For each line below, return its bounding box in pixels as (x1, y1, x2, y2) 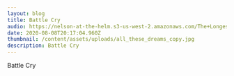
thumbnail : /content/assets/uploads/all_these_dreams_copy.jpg (7, 36, 195, 43)
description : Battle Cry (7, 42, 79, 49)
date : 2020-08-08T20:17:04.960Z (7, 29, 101, 37)
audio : (7, 23, 26, 30)
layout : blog (7, 10, 45, 17)
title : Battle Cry (7, 17, 61, 23)
